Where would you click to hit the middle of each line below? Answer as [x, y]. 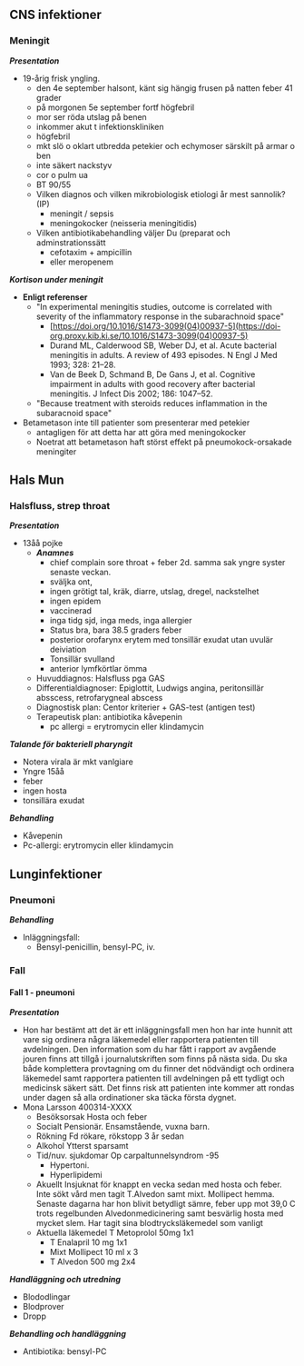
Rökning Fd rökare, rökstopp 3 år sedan [110, 1136]
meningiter [56, 451]
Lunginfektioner [56, 874]
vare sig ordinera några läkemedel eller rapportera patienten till [140, 1040]
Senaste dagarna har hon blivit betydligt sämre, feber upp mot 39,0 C [166, 1204]
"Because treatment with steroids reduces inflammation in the [152, 403]
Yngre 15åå [44, 772]
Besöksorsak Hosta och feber [92, 1117]
